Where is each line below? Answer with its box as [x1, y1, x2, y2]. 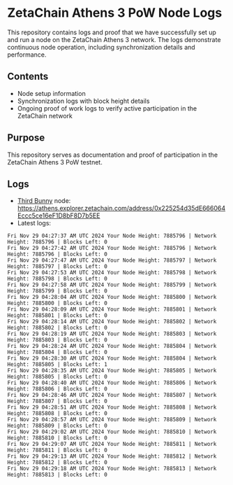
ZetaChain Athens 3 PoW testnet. [7, 157, 103, 166]
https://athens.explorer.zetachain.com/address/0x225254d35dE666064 [17, 204, 225, 213]
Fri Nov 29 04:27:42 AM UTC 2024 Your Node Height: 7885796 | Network [7, 245, 217, 252]
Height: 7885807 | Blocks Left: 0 [7, 398, 108, 405]
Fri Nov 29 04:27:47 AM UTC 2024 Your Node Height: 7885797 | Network [7, 257, 217, 264]
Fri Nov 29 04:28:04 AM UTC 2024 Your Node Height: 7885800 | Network [7, 294, 217, 301]
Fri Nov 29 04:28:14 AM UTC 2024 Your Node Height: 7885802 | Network [7, 318, 217, 325]
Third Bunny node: [17, 197, 71, 205]
